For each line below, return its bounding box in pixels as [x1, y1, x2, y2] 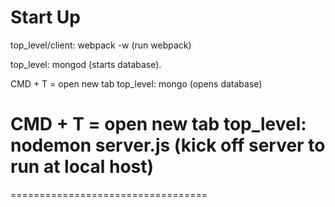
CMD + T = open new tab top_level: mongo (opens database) [10, 77, 263, 90]
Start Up [10, 6, 81, 29]
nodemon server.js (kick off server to [10, 134, 326, 157]
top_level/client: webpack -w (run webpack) [10, 39, 192, 51]
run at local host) [10, 156, 155, 178]
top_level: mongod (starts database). [10, 58, 162, 70]
